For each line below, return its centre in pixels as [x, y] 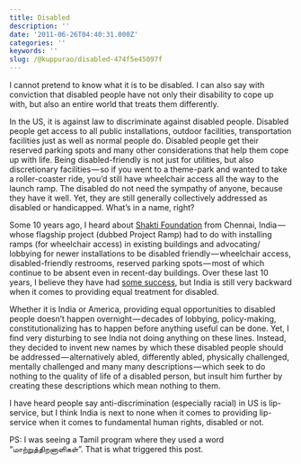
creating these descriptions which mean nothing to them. [115, 386]
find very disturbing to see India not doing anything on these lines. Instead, [148, 338]
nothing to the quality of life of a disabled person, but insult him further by [146, 376]
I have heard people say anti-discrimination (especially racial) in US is [138, 403]
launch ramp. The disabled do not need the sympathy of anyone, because [146, 188]
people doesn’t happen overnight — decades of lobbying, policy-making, [143, 319]
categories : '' [38, 43]
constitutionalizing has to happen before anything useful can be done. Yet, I [149, 328]
